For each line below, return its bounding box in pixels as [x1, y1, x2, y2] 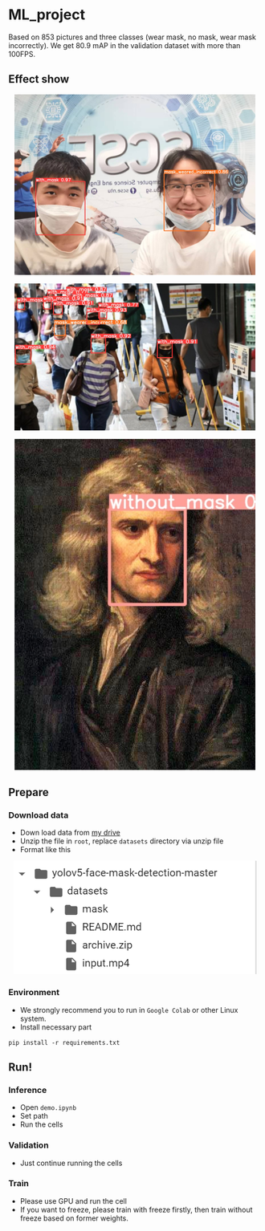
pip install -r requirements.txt [8, 1038, 120, 1046]
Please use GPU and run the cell [19, 1196, 127, 1205]
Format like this [19, 845, 71, 855]
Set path [19, 1111, 48, 1121]
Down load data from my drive [19, 828, 120, 838]
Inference [8, 1084, 47, 1095]
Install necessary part [19, 1022, 92, 1032]
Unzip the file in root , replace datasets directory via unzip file [19, 836, 224, 846]
